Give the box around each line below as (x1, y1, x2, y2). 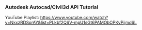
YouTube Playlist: (5, 15, 40, 20)
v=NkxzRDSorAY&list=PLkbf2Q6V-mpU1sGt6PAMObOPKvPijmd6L (5, 20, 137, 25)
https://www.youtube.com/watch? (40, 15, 108, 20)
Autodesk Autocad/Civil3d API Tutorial (5, 4, 98, 10)
